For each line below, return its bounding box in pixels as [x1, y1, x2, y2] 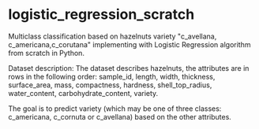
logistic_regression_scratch [8, 6, 195, 24]
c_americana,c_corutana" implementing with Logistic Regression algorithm [8, 39, 251, 49]
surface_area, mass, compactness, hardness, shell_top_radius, [8, 80, 212, 90]
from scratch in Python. [8, 48, 85, 57]
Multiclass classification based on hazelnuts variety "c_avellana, [8, 31, 217, 41]
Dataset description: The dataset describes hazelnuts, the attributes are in [8, 63, 250, 72]
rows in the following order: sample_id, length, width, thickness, [8, 72, 216, 81]
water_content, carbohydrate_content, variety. [8, 88, 159, 98]
